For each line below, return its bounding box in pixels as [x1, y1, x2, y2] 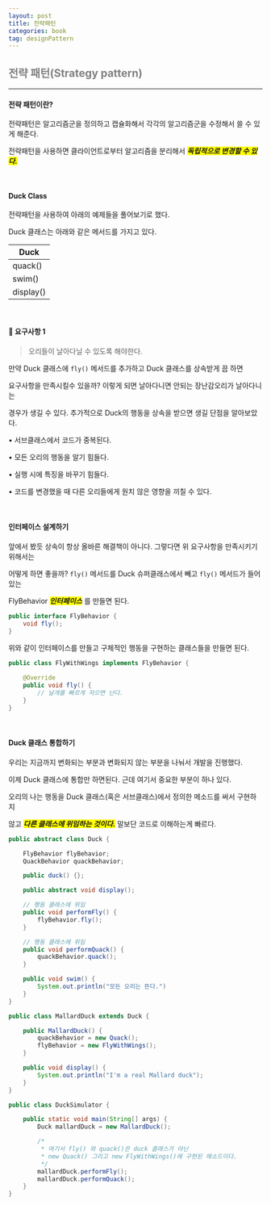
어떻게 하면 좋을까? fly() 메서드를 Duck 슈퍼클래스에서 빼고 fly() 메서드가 [8, 568, 246, 578]
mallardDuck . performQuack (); [37, 1175, 135, 1183]
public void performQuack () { [23, 945, 125, 953]
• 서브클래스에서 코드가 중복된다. [8, 435, 112, 445]
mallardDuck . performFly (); [37, 1167, 128, 1175]
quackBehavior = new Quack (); [37, 1034, 139, 1042]
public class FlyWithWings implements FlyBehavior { [8, 659, 190, 667]
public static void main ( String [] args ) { [23, 1115, 168, 1123]
